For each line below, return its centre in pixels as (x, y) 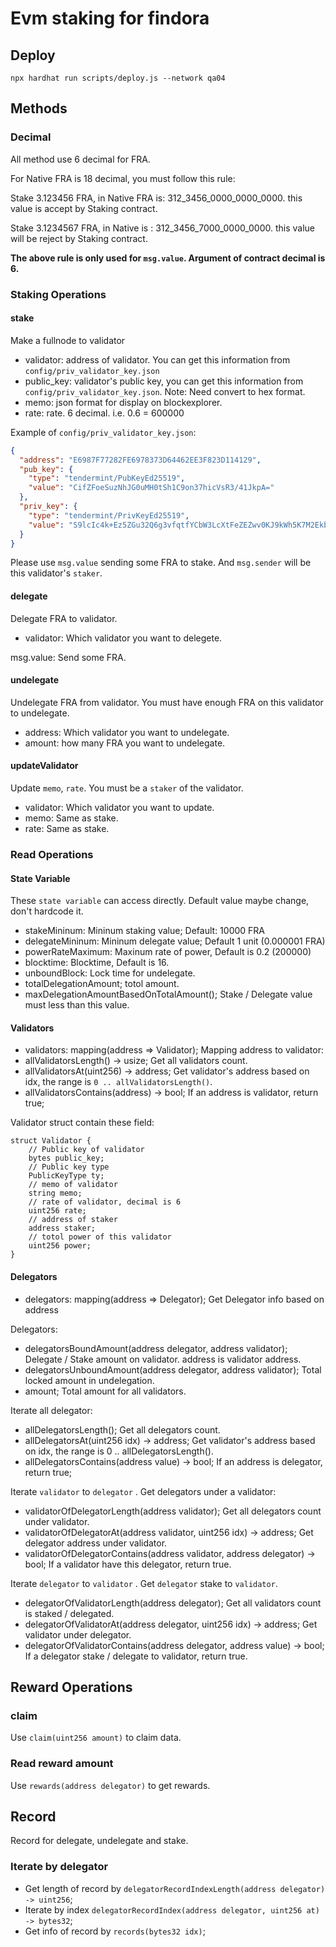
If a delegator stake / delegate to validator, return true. (136, 1656)
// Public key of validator (86, 1150)
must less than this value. (77, 1005)
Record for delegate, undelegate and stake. (99, 1841)
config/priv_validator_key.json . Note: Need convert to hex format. (165, 391)
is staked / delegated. (69, 1613)
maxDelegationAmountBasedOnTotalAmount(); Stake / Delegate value (168, 994)
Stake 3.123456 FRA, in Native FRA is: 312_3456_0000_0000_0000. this (156, 198)
